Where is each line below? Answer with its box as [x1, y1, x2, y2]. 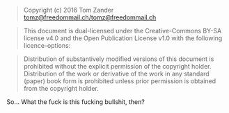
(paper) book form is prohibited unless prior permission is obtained [23, 77, 216, 85]
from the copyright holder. [23, 85, 99, 92]
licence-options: [23, 42, 71, 49]
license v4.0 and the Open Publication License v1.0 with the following [23, 34, 223, 42]
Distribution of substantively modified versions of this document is [23, 55, 214, 63]
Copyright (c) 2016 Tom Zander [23, 6, 114, 14]
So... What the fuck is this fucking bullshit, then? [6, 98, 145, 106]
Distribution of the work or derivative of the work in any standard [23, 69, 210, 78]
